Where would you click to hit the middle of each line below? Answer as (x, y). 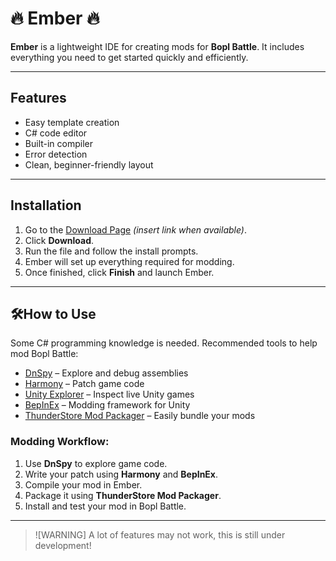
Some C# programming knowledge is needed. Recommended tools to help (164, 343)
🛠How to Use (53, 313)
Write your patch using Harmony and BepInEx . (121, 474)
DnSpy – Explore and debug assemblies (106, 373)
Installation (46, 205)
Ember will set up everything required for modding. (129, 261)
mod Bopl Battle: (44, 354)
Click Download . (59, 240)
